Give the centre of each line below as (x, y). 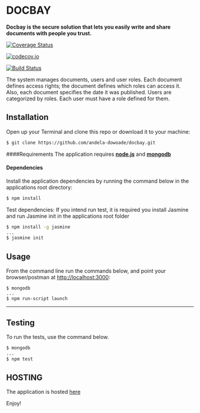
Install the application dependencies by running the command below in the (98, 181)
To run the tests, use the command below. (57, 337)
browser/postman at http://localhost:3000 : (58, 278)
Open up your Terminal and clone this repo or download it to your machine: (98, 131)
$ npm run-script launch (37, 299)
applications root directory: (39, 187)
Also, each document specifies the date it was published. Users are (89, 92)
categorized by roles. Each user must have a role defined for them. (88, 98)
